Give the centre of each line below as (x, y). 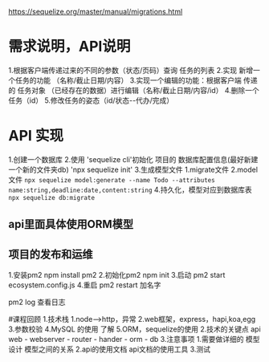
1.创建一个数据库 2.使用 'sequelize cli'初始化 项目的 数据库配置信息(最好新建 (133, 159)
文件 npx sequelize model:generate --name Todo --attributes (112, 179)
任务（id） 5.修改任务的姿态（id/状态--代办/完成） (91, 100)
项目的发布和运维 (51, 254)
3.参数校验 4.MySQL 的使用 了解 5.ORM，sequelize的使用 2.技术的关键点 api (134, 329)
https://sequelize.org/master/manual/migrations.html (96, 12)
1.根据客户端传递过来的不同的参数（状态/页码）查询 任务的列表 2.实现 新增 (131, 70)
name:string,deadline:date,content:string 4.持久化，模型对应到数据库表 (130, 189)
